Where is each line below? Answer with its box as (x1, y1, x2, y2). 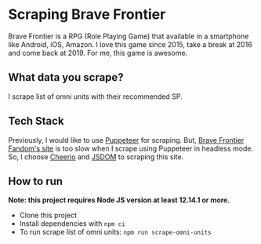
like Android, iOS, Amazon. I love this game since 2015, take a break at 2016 (8, 39, 252, 49)
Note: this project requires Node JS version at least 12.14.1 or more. (8, 195, 230, 205)
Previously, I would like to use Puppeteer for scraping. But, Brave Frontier (8, 135, 245, 144)
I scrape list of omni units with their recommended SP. (8, 92, 183, 101)
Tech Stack (8, 115, 64, 128)
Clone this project (19, 210, 77, 220)
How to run (8, 174, 63, 188)
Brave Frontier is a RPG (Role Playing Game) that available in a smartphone (8, 31, 249, 41)
